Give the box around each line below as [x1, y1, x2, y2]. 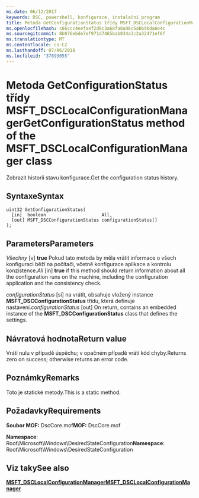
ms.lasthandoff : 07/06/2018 [6, 48, 76, 53]
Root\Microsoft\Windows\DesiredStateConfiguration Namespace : [6, 439, 165, 446]
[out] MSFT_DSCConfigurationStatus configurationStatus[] [11, 218, 158, 223]
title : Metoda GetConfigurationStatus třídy [6, 20, 118, 26]
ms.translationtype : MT [6, 36, 65, 42]
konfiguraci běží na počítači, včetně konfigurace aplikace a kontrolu [6, 261, 172, 268]
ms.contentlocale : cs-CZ [6, 42, 68, 48]
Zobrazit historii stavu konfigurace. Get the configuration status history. [6, 174, 179, 181]
